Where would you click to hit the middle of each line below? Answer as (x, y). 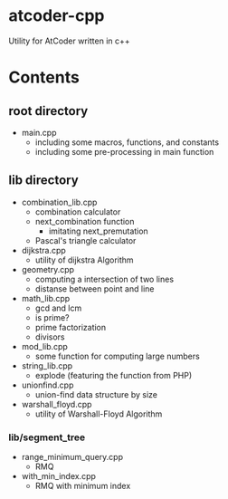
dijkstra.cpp (44, 250)
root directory (48, 111)
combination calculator (78, 211)
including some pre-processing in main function (124, 151)
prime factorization (71, 327)
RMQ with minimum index (83, 486)
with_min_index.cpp (59, 476)
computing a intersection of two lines (104, 279)
